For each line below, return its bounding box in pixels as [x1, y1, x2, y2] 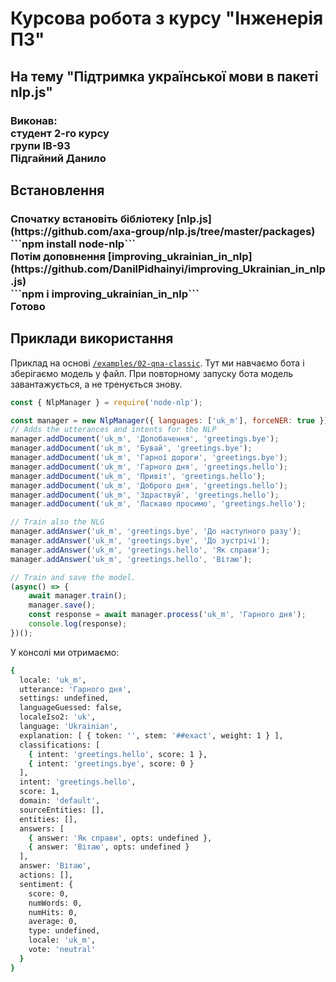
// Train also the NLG [10, 517, 105, 527]
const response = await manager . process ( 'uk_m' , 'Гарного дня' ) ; [28, 610, 307, 620]
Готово [10, 299, 46, 313]
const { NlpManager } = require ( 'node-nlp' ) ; [10, 397, 203, 407]
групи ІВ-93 [10, 138, 71, 152]
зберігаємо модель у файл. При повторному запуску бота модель [10, 367, 294, 379]
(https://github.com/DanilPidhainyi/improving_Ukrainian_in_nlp [10, 262, 326, 276]
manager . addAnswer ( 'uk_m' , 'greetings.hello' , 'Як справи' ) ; [10, 545, 271, 555]
